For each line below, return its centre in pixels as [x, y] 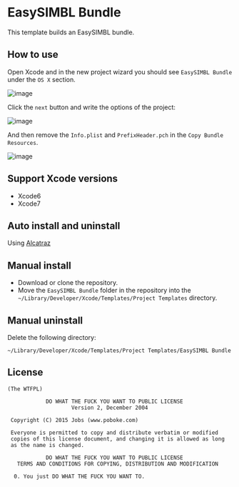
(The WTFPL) [25, 389]
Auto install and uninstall [64, 226]
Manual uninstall [45, 320]
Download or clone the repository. [68, 283]
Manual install [39, 265]
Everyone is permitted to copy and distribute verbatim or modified [115, 433]
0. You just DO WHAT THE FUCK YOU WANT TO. [79, 476]
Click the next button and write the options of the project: [92, 107]
